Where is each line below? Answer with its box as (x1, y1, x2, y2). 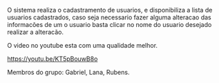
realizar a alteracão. (7, 28, 64, 36)
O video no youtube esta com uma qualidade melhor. (7, 41, 158, 49)
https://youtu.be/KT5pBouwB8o (7, 55, 98, 63)
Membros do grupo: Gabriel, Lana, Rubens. (7, 68, 130, 76)
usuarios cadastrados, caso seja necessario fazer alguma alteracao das (7, 13, 212, 21)
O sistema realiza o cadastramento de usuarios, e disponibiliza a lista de (7, 6, 213, 14)
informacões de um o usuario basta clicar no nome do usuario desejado (7, 21, 212, 28)
